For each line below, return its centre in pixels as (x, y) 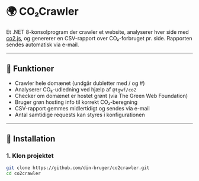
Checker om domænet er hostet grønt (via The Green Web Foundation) (101, 96)
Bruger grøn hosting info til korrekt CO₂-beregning (76, 102)
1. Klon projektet (30, 156)
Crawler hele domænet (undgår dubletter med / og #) (80, 83)
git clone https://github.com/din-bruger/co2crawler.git (78, 168)
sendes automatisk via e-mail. (43, 45)
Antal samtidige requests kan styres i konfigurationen (80, 115)
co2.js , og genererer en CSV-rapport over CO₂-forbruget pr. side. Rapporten (99, 38)
